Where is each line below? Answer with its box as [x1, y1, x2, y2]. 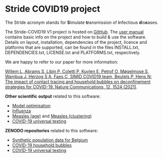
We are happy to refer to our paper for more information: [5, 59, 118, 65]
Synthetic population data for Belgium [12, 137, 88, 143]
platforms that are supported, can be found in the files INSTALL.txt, [5, 44, 140, 50]
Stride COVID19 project [5, 3, 101, 15]
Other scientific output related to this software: [5, 93, 101, 99]
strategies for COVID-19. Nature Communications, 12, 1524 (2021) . [5, 84, 138, 89]
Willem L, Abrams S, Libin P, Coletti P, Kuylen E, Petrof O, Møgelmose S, [5, 68, 149, 74]
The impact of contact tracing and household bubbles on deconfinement [5, 79, 151, 85]
